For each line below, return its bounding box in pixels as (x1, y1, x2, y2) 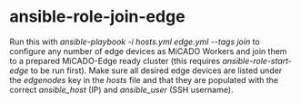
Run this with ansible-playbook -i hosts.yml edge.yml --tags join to (9, 36, 261, 47)
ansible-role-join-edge (9, 6, 186, 27)
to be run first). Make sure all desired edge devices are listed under (30, 65, 283, 76)
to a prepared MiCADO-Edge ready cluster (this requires (9, 55, 221, 66)
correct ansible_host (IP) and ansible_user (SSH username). (9, 84, 234, 95)
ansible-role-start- (222, 55, 293, 66)
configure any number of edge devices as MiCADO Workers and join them (9, 45, 287, 56)
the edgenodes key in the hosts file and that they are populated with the (9, 74, 279, 85)
